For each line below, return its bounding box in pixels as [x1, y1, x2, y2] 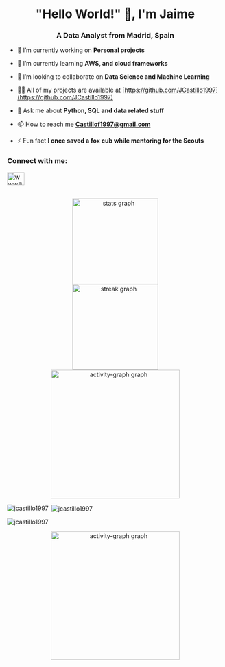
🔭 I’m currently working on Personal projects [16, 46, 145, 54]
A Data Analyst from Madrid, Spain [56, 31, 175, 40]
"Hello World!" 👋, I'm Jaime [35, 6, 196, 22]
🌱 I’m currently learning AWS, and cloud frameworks [16, 60, 168, 68]
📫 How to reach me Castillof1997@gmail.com [16, 120, 151, 129]
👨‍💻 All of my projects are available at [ [16, 86, 125, 95]
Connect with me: [7, 156, 68, 166]
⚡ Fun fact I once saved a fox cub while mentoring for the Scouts [16, 136, 204, 145]
